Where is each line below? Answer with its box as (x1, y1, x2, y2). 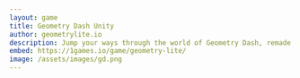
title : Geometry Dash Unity (9, 22, 115, 30)
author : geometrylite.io (9, 30, 102, 39)
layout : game (9, 13, 58, 22)
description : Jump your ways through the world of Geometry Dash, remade (9, 38, 292, 48)
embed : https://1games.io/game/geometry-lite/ (9, 47, 187, 56)
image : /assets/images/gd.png (9, 55, 123, 64)
